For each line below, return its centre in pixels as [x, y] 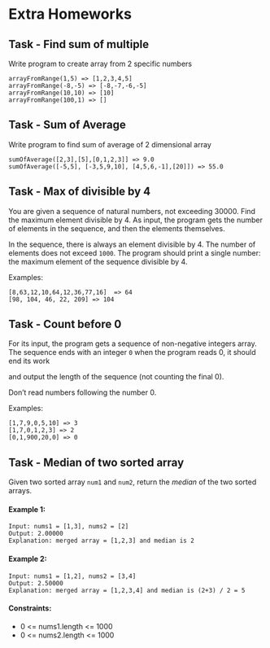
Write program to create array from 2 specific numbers [100, 63]
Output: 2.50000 [36, 583]
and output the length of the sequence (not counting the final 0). [116, 377]
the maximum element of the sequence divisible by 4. [98, 261]
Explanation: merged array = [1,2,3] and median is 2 [102, 541]
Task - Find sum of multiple [78, 44]
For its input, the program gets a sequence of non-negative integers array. [133, 344]
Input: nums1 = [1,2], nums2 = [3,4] [72, 576]
